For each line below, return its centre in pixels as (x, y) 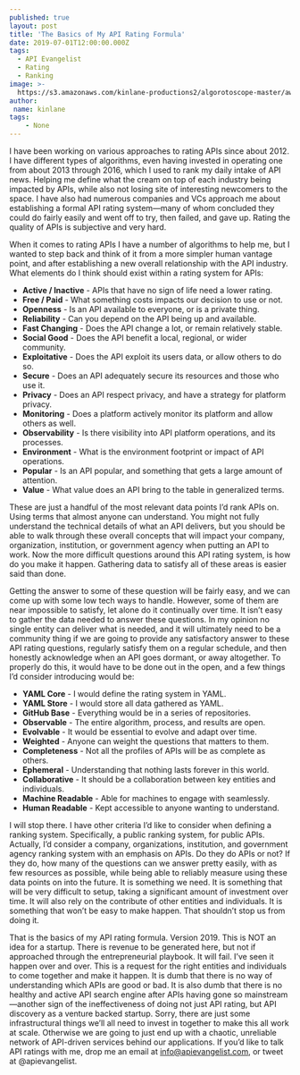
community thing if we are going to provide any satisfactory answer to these (150, 639)
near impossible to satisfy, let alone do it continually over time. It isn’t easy (146, 610)
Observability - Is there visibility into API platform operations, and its (149, 433)
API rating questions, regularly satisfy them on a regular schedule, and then (148, 648)
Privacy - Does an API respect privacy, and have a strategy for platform (154, 395)
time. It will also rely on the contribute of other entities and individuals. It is (146, 901)
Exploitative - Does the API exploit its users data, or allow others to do (152, 357)
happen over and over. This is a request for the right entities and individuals (148, 966)
